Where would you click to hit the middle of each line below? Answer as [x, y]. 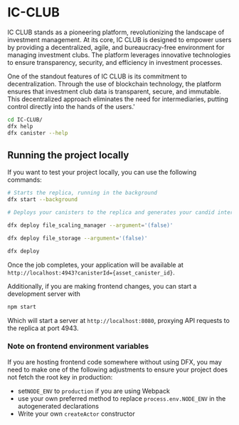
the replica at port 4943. [43, 328]
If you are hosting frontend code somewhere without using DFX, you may [115, 362]
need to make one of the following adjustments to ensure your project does [118, 369]
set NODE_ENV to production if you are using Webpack [94, 391]
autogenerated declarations [58, 406]
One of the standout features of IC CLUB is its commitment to [97, 76]
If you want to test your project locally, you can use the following [102, 173]
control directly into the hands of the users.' [71, 106]
